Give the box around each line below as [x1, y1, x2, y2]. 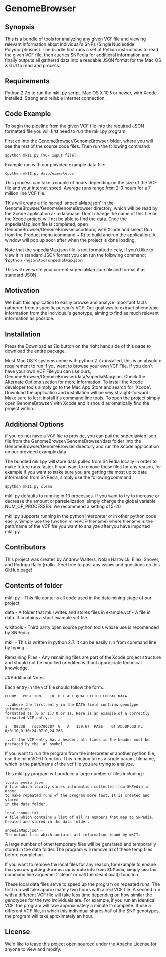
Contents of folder [5, 581, 63, 590]
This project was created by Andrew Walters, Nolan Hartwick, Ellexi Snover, [5, 556, 160, 562]
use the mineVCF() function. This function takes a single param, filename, [5, 755, 155, 761]
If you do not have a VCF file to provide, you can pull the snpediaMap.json [5, 433, 156, 439]
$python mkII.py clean [5, 484, 52, 489]
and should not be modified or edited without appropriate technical [5, 659, 142, 665]
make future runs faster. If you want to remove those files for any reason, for [5, 464, 161, 470]
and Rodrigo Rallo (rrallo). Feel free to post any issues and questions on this [5, 561, 160, 567]
